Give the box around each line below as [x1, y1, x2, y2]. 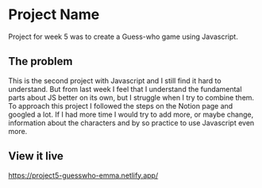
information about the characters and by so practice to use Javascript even [8, 117, 255, 128]
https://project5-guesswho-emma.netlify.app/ [8, 171, 159, 180]
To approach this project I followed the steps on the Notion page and [8, 101, 233, 110]
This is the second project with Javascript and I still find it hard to [8, 75, 222, 85]
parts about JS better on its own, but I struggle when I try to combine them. [8, 93, 255, 102]
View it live [8, 149, 64, 163]
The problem [8, 55, 73, 68]
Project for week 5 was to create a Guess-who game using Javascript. [8, 32, 238, 41]
